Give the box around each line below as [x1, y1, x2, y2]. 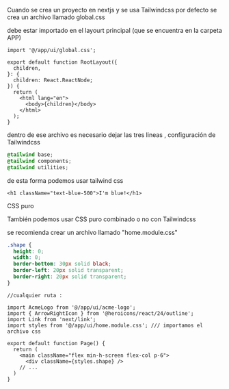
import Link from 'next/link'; [7, 316, 96, 323]
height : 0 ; [13, 248, 44, 255]
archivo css [7, 328, 41, 335]
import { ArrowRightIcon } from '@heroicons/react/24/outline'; [7, 310, 194, 317]
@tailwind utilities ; [7, 164, 69, 171]
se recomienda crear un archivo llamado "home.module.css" [7, 228, 178, 236]
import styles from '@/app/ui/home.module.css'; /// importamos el [7, 322, 204, 329]
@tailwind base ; [7, 151, 53, 158]
